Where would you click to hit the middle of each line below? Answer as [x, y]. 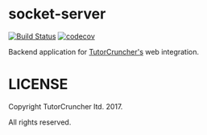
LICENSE [38, 84]
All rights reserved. [40, 122]
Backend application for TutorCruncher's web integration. [104, 51]
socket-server [57, 14]
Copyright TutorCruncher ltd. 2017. [66, 106]
